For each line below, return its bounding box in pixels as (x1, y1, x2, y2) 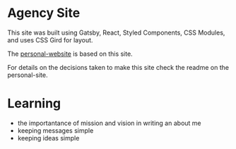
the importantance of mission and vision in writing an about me (17, 119, 201, 127)
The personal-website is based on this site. (7, 49, 133, 58)
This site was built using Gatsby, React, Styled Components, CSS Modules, (7, 28, 225, 37)
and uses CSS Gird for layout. (7, 35, 93, 44)
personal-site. (7, 71, 48, 79)
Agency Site (7, 5, 81, 21)
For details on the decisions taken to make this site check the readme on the (7, 63, 230, 71)
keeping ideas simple (17, 133, 80, 142)
